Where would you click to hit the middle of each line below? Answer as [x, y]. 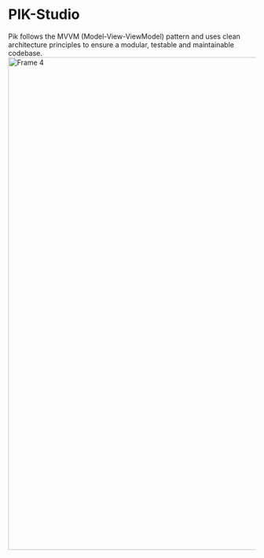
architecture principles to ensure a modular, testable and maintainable [121, 44]
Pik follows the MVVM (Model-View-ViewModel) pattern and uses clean [125, 36]
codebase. [26, 53]
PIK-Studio [44, 15]
